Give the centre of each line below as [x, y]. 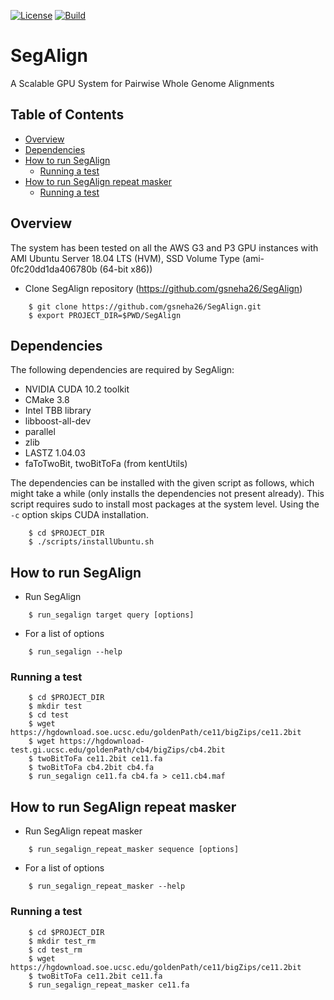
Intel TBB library [58, 411]
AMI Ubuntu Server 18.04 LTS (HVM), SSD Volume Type [125, 258]
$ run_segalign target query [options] [111, 615]
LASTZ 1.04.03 [55, 453]
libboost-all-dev [58, 421]
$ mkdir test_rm [62, 941]
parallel [40, 432]
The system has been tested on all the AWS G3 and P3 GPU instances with [164, 247]
